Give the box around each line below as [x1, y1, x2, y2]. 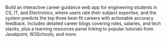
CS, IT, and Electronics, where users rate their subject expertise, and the [5, 10, 157, 16]
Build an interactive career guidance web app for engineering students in [5, 5, 157, 10]
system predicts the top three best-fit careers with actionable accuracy [5, 15, 154, 21]
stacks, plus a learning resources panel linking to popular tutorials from [5, 26, 153, 32]
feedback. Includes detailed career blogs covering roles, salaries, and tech [5, 20, 161, 26]
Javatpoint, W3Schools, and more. [5, 31, 77, 37]
